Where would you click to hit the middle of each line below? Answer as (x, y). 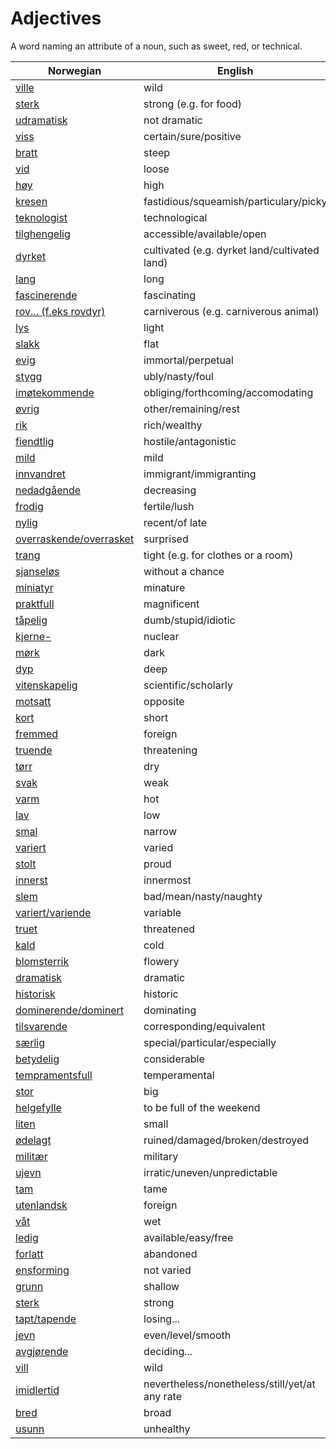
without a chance (184, 571)
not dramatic (173, 120)
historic (161, 994)
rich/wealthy (173, 425)
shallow (161, 1286)
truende (34, 750)
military (161, 1156)
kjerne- (33, 636)
